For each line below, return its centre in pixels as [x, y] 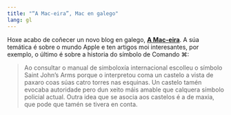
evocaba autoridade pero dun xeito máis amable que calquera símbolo [124, 90]
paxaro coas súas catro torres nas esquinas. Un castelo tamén [113, 82]
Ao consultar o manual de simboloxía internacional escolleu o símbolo [123, 67]
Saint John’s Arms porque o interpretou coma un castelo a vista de [119, 75]
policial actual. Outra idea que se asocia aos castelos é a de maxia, [119, 96]
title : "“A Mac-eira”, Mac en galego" [63, 13]
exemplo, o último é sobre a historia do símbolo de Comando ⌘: [98, 54]
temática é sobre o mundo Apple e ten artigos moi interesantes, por [103, 47]
